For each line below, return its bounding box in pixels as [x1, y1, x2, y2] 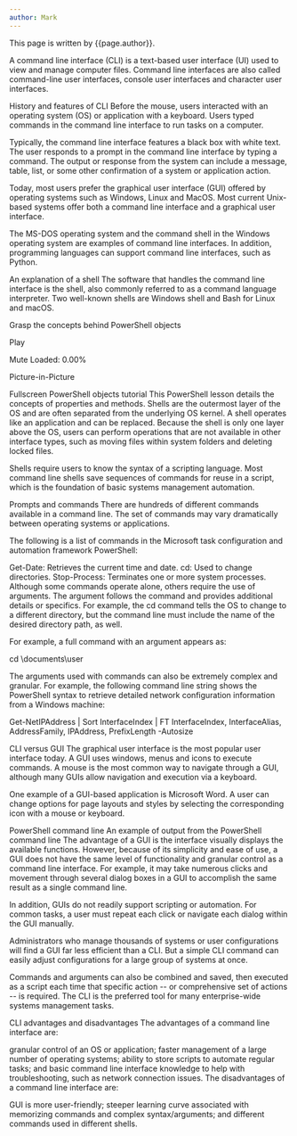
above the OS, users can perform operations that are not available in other [9, 426, 282, 437]
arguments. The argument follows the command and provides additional [9, 590, 274, 601]
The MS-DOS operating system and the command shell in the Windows [9, 228, 270, 239]
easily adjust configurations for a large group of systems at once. [9, 954, 248, 965]
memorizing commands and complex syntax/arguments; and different [9, 1108, 265, 1119]
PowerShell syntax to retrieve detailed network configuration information [9, 689, 276, 700]
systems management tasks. [9, 1000, 115, 1010]
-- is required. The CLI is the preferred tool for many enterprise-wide [9, 991, 261, 1001]
